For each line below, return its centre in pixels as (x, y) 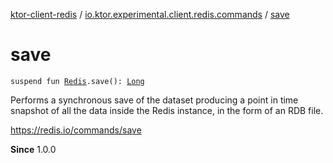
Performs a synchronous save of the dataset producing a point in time (154, 100)
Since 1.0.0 (33, 149)
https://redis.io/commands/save (76, 130)
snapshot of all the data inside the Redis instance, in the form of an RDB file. (167, 110)
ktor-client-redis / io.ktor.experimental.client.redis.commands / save (150, 14)
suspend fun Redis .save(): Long (77, 81)
